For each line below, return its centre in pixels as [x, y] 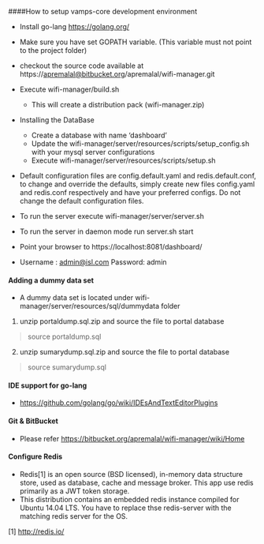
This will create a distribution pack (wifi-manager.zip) [118, 105]
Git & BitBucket [33, 421]
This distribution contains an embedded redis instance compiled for [129, 499]
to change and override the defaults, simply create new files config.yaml [137, 184]
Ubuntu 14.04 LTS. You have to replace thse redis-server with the [126, 508]
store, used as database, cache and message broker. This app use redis [136, 482]
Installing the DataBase [57, 120]
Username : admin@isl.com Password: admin [93, 262]
